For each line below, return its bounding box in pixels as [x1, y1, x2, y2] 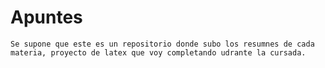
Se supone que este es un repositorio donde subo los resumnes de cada [10, 39, 315, 49]
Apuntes [10, 6, 83, 29]
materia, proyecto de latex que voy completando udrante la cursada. [10, 47, 307, 58]
